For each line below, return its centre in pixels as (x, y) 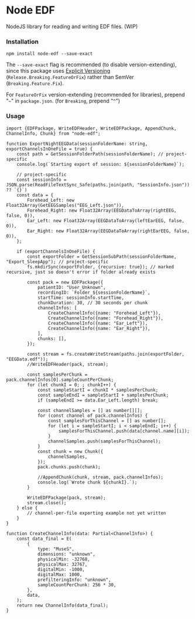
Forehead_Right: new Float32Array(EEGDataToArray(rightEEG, (102, 210)
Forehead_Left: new (51, 200)
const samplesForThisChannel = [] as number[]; (107, 421)
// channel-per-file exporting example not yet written (97, 513)
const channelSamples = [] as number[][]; (90, 410)
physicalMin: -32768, (64, 559)
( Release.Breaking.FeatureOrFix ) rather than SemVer (70, 77)
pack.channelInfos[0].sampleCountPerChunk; (60, 380)
